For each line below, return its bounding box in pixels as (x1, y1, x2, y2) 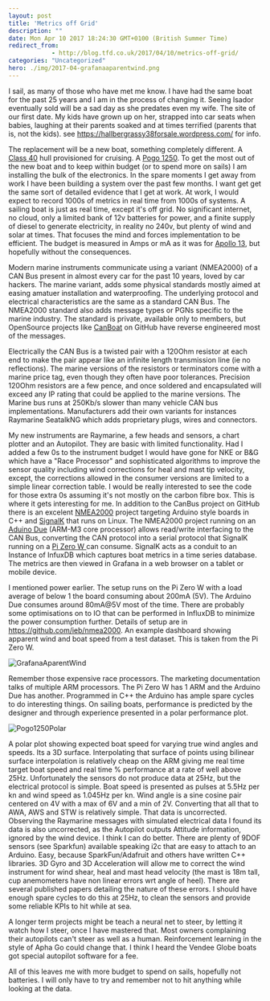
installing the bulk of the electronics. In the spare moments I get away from (8, 170, 256, 179)
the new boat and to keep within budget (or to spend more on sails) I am (8, 162, 247, 171)
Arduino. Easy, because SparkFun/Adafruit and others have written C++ (8, 850, 247, 859)
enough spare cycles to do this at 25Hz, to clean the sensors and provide (8, 892, 251, 902)
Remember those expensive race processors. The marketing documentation (8, 673, 260, 683)
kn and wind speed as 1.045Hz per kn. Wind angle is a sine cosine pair (8, 790, 243, 800)
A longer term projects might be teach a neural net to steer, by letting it (8, 917, 243, 926)
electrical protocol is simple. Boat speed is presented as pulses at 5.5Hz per (8, 782, 260, 791)
